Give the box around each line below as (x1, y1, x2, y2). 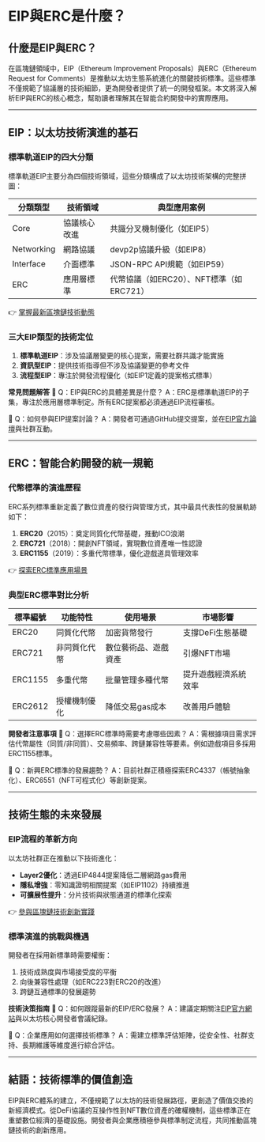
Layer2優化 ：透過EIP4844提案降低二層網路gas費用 (19, 870, 187, 879)
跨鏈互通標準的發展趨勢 (19, 986, 96, 996)
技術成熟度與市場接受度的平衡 (19, 966, 117, 977)
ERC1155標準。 (8, 748, 57, 758)
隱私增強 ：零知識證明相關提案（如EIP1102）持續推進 (19, 879, 190, 890)
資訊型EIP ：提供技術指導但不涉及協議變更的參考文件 (19, 361, 190, 370)
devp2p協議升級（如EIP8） (110, 244, 211, 255)
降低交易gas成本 (105, 701, 167, 712)
